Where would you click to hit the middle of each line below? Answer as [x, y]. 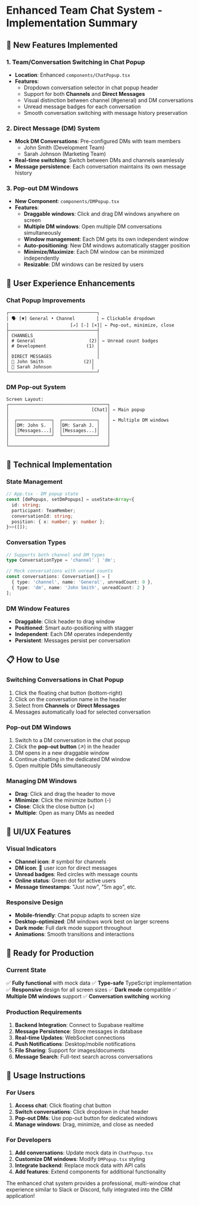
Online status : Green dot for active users [65, 880]
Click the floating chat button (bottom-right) [69, 693]
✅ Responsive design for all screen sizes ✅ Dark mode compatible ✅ [92, 989]
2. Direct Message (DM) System [53, 128]
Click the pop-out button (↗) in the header [67, 746]
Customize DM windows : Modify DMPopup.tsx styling [80, 1159]
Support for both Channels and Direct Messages [84, 94]
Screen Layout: [25, 400]
